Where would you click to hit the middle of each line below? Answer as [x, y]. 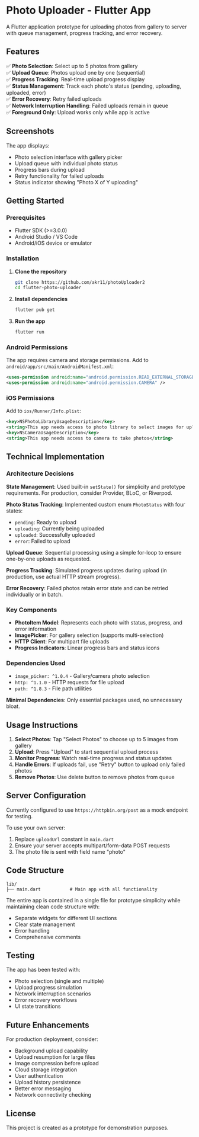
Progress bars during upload [49, 169]
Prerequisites [26, 217]
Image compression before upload [57, 1064]
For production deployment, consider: [52, 1039]
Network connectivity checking [53, 1095]
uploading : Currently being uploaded [60, 529]
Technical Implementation [55, 457]
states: [14, 511]
